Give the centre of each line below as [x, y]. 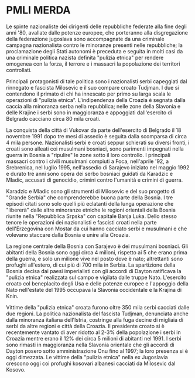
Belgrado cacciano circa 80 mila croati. [53, 118]
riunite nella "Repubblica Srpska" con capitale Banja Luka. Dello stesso [92, 216]
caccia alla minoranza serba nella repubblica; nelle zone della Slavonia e [93, 106]
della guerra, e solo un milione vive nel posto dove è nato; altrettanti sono [95, 258]
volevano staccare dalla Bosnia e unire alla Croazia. [68, 234]
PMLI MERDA [38, 10]
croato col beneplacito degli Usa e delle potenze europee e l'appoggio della [97, 283]
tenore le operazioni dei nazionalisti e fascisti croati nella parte [81, 222]
